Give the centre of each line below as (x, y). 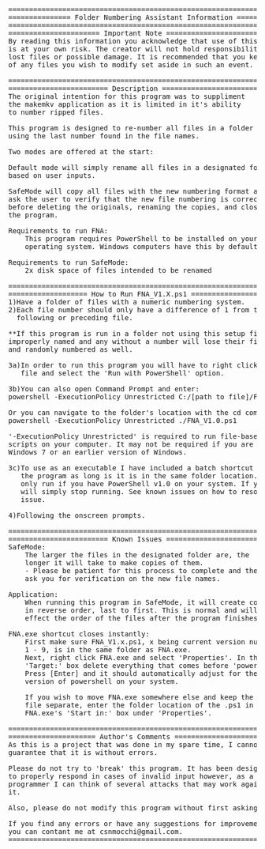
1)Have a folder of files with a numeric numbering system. (127, 302)
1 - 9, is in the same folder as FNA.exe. (108, 650)
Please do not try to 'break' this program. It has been (121, 768)
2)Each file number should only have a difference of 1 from (129, 310)
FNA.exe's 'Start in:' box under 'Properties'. (119, 713)
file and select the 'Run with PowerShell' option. (123, 373)
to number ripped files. (56, 112)
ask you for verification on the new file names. (123, 579)
